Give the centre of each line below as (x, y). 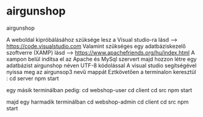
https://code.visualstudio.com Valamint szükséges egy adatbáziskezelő (96, 46)
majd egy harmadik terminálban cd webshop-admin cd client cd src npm (98, 102)
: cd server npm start (33, 78)
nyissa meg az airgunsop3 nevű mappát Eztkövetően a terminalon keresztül (101, 72)
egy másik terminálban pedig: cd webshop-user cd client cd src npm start (99, 90)
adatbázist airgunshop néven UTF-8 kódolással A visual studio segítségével (101, 65)
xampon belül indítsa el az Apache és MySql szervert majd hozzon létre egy (101, 59)
